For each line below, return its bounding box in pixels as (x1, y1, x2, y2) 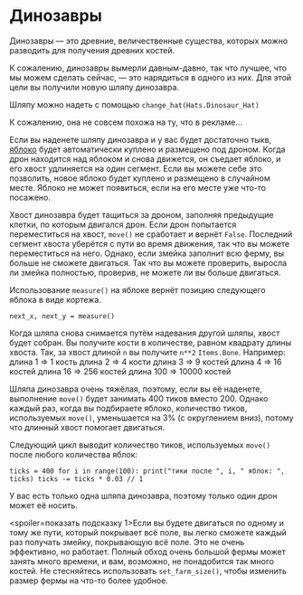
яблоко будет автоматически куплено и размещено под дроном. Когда (9, 144, 286, 155)
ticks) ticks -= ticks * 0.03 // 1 (9, 474, 144, 484)
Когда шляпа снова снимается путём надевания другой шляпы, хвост (9, 327, 280, 338)
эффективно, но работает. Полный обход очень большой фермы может (9, 546, 287, 557)
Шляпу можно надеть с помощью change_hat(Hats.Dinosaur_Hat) (9, 99, 260, 109)
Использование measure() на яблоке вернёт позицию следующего (9, 284, 266, 295)
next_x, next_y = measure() (9, 311, 116, 321)
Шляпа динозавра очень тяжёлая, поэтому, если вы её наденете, (9, 383, 263, 394)
